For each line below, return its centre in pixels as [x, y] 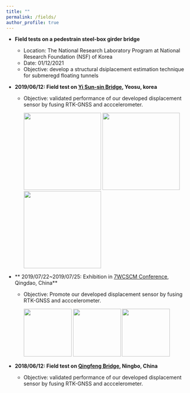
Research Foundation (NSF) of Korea [68, 57]
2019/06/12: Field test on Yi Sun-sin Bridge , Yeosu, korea [86, 87]
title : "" [18, 11]
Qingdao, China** [36, 283]
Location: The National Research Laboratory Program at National [102, 51]
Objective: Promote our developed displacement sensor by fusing [103, 294]
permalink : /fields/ [31, 17]
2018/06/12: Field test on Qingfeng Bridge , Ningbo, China [86, 366]
